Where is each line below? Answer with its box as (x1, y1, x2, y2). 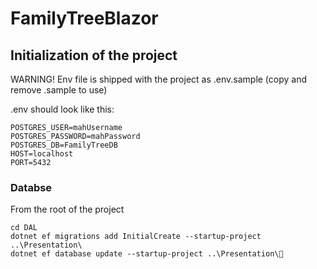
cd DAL (10, 223, 38, 233)
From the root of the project (10, 203, 125, 216)
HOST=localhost (10, 149, 74, 159)
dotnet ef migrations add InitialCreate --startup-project (10, 232, 262, 242)
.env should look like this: (10, 103, 115, 115)
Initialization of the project (10, 47, 178, 64)
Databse (10, 180, 53, 194)
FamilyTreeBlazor (10, 7, 159, 30)
